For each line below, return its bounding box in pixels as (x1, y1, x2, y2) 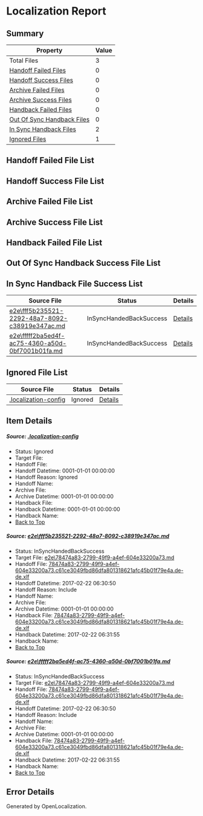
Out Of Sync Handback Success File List (6, 258, 161, 268)
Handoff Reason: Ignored (14, 474, 78, 481)
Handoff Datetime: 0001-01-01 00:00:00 (14, 467, 115, 475)
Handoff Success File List (6, 176, 105, 186)
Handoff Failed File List (6, 155, 95, 165)
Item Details (6, 416, 53, 426)
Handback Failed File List (6, 237, 103, 248)
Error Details (6, 786, 54, 797)
